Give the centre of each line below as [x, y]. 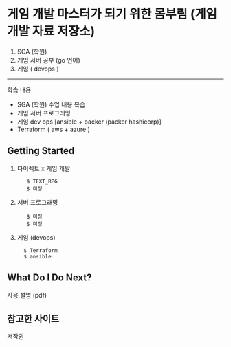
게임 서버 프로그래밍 [44, 113]
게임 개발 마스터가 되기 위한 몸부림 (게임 [112, 14]
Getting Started [41, 151]
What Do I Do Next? [49, 278]
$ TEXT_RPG [42, 181]
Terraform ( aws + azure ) [54, 129]
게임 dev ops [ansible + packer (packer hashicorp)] [89, 122]
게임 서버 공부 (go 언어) [48, 60]
